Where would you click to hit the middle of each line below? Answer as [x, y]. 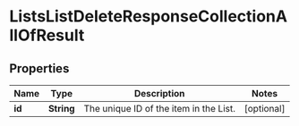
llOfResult [47, 35]
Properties [39, 68]
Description [159, 93]
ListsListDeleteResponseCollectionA [149, 17]
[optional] [265, 109]
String [61, 109]
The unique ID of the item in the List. [159, 109]
